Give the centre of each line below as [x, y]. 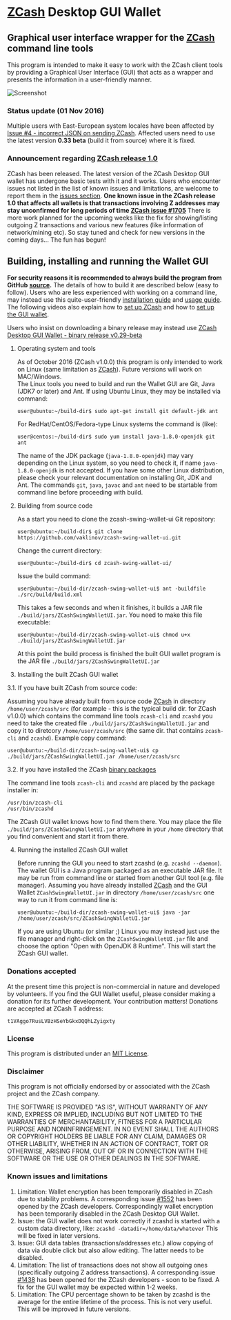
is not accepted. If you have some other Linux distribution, [142, 470]
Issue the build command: [54, 576]
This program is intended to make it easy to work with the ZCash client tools [115, 65]
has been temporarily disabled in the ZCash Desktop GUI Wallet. [108, 1214]
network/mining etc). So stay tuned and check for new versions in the [106, 232]
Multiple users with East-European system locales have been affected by [111, 126]
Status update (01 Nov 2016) [56, 111]
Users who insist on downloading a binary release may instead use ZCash [112, 328]
